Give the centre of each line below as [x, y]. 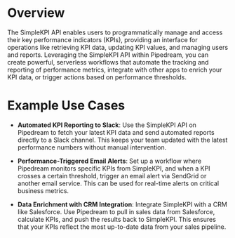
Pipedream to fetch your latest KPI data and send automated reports [116, 132]
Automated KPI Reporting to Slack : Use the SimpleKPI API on [107, 125]
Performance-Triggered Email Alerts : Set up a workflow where [109, 161]
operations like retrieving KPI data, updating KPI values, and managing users [118, 47]
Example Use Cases [66, 106]
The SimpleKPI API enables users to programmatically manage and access [115, 32]
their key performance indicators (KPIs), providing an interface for [102, 39]
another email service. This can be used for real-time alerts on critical [118, 183]
